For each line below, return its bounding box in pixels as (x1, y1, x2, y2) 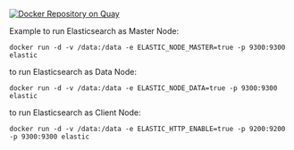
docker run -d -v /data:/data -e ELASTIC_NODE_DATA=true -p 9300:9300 (9, 84, 278, 93)
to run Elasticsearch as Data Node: (9, 67, 137, 77)
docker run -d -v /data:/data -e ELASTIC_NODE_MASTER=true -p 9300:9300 (9, 43, 286, 52)
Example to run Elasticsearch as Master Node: (9, 26, 180, 36)
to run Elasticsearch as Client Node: (9, 107, 141, 118)
